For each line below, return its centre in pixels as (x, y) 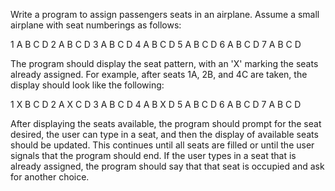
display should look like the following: (87, 85)
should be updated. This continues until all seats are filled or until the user (162, 145)
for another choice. (50, 177)
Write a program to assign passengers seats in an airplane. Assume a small (165, 14)
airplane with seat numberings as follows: (96, 25)
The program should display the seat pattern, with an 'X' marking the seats (164, 63)
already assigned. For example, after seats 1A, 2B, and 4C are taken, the (159, 74)
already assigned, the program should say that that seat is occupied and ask (167, 166)
